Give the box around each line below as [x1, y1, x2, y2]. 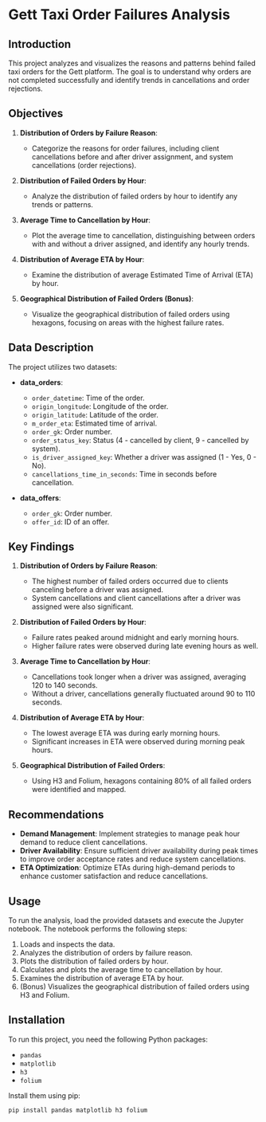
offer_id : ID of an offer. [31, 516, 110, 527]
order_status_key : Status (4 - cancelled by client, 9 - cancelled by [31, 435, 249, 445]
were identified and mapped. [31, 785, 127, 794]
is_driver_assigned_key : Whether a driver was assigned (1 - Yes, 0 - [31, 452, 257, 461]
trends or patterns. [31, 199, 94, 209]
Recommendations [8, 807, 104, 822]
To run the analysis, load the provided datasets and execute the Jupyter [8, 916, 244, 925]
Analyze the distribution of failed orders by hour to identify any [31, 191, 238, 201]
